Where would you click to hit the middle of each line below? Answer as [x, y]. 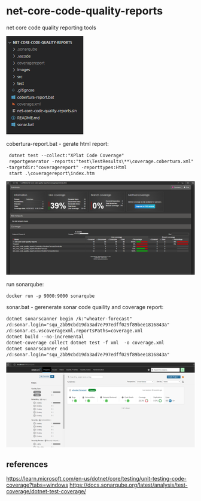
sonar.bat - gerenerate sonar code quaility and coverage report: [85, 307]
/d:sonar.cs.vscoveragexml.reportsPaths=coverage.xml [75, 331]
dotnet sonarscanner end [37, 349]
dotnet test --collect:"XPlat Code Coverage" [66, 155]
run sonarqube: [25, 284]
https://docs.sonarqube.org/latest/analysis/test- [129, 485]
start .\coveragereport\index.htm [52, 173]
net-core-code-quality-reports [85, 11]
